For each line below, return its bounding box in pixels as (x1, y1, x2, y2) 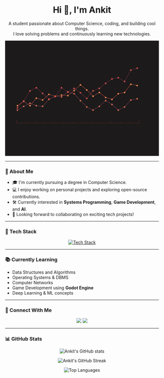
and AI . (12, 206, 27, 212)
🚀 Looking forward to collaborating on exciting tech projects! (12, 212, 134, 218)
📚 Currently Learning (5, 256, 58, 263)
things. (75, 25, 89, 31)
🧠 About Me (5, 168, 34, 175)
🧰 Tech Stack (5, 228, 37, 235)
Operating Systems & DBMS (12, 274, 69, 280)
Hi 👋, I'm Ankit (53, 4, 111, 16)
